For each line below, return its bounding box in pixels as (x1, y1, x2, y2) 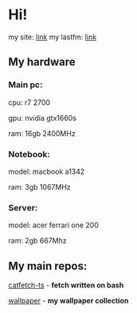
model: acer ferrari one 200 (8, 220, 100, 230)
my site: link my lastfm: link (8, 32, 97, 42)
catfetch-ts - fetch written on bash (8, 280, 124, 290)
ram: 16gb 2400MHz (8, 128, 76, 138)
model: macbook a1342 (8, 167, 85, 176)
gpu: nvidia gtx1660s (8, 113, 77, 122)
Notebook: (8, 148, 50, 159)
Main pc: (8, 79, 43, 90)
